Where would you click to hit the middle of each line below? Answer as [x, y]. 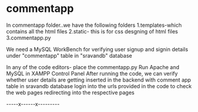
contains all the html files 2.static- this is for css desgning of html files [92, 31]
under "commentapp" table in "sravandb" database [69, 55]
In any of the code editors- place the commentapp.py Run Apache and [93, 67]
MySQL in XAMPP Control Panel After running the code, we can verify [92, 73]
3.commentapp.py [29, 38]
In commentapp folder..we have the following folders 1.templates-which [94, 25]
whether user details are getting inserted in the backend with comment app [99, 80]
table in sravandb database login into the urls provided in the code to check [99, 86]
